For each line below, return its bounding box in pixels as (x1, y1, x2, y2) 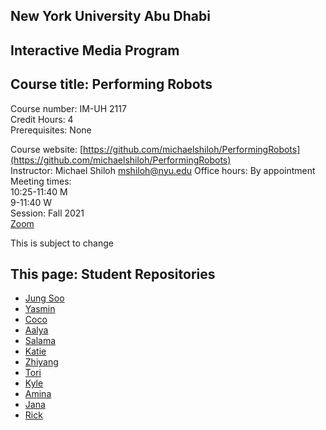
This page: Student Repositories (10, 265, 216, 283)
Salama (24, 335, 57, 347)
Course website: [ (10, 143, 84, 155)
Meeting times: (10, 175, 72, 187)
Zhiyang (24, 356, 59, 368)
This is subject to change (10, 237, 114, 249)
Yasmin (24, 303, 56, 315)
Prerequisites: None (10, 124, 92, 136)
